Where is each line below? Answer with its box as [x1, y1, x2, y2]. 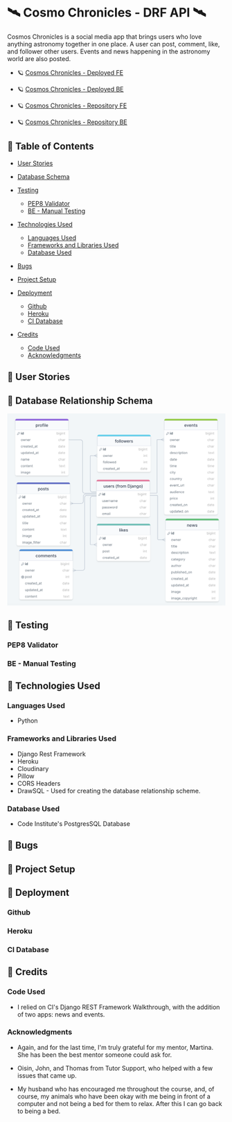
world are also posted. [7, 54, 71, 62]
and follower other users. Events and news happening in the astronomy [7, 47, 211, 55]
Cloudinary [17, 764, 49, 773]
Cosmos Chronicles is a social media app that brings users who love [7, 32, 202, 41]
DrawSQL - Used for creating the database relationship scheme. [17, 786, 201, 795]
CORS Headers [17, 779, 61, 787]
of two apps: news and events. [17, 1010, 105, 1019]
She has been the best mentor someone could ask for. [17, 1051, 172, 1059]
